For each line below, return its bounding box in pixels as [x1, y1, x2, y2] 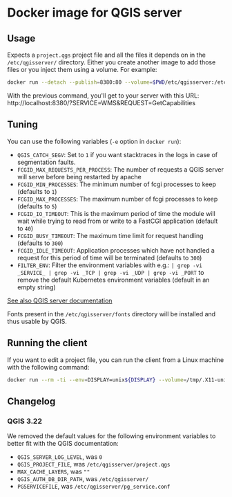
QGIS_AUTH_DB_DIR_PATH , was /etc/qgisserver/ [17, 475, 149, 483]
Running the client [7, 337, 88, 349]
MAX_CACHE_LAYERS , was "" [17, 467, 90, 476]
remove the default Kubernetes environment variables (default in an [17, 275, 210, 284]
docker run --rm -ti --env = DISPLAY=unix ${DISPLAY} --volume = [7, 376, 187, 383]
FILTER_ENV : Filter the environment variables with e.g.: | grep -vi [17, 261, 202, 269]
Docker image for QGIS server [7, 5, 182, 21]
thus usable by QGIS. [7, 317, 68, 325]
